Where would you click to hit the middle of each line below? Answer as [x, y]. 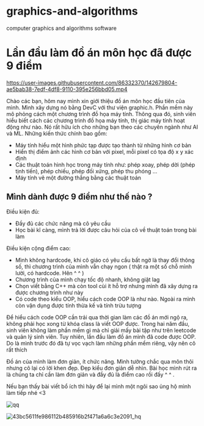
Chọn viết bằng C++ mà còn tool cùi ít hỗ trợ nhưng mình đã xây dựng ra [106, 286]
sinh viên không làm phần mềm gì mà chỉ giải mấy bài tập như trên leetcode [101, 330]
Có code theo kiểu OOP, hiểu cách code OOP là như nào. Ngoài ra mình [105, 299]
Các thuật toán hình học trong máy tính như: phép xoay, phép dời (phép [105, 164]
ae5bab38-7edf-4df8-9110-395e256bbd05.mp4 [67, 89]
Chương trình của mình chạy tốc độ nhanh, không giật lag [87, 280]
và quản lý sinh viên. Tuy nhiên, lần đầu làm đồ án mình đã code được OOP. [101, 336]
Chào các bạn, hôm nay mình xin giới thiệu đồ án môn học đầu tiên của [96, 101]
